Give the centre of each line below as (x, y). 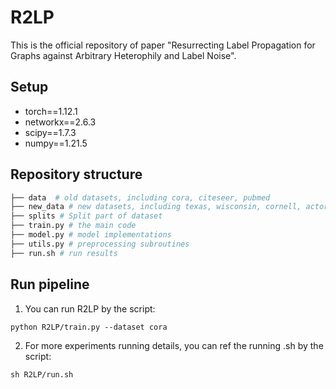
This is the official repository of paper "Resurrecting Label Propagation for (163, 45)
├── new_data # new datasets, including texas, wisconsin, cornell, (156, 207)
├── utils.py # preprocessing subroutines (100, 244)
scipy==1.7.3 (50, 132)
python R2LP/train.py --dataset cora (89, 327)
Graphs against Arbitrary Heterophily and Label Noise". (123, 55)
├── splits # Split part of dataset (86, 216)
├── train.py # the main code (73, 226)
